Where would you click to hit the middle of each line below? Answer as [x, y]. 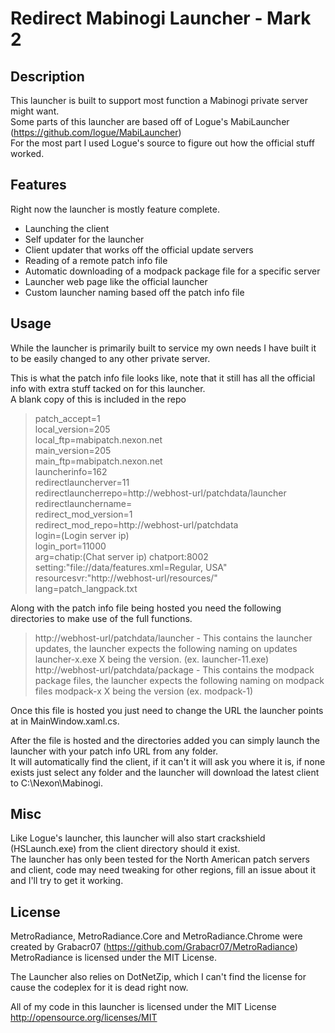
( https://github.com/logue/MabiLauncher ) [96, 132]
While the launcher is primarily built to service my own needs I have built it [163, 348]
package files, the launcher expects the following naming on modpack [179, 680]
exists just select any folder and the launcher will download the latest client [165, 772]
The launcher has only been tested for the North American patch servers [160, 859]
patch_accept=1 [67, 418]
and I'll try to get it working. [67, 881]
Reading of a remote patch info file [96, 260]
